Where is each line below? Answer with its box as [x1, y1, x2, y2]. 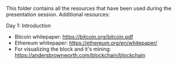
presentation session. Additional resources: [6, 11, 110, 18]
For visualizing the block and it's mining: [14, 46, 111, 52]
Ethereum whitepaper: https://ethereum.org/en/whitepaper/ [14, 40, 158, 46]
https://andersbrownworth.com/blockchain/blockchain [14, 52, 146, 58]
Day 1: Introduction [6, 22, 51, 29]
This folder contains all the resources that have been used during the [6, 5, 172, 12]
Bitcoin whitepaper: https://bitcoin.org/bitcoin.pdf [14, 33, 133, 40]
